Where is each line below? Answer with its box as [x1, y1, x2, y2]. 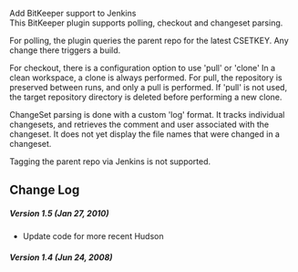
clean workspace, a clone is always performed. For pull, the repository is [9, 72, 283, 83]
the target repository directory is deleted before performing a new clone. [9, 91, 283, 102]
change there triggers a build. [9, 45, 121, 56]
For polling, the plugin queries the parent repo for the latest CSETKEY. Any [9, 36, 289, 46]
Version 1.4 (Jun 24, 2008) [9, 251, 113, 263]
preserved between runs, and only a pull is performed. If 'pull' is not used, [9, 82, 288, 92]
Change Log [9, 183, 80, 198]
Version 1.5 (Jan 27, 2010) [9, 207, 109, 218]
